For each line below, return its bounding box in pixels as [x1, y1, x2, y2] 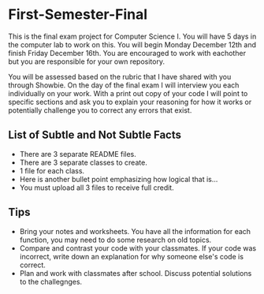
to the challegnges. [19, 277, 83, 286]
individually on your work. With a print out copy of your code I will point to [8, 88, 248, 98]
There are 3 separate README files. [19, 149, 136, 158]
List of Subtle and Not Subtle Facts [8, 128, 182, 142]
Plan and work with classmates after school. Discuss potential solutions [19, 268, 252, 277]
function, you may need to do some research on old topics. [19, 235, 212, 244]
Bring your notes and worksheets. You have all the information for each [19, 226, 251, 236]
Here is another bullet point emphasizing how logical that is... [19, 174, 218, 184]
